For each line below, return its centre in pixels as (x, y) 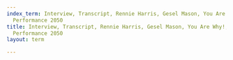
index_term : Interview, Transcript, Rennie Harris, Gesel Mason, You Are (116, 14)
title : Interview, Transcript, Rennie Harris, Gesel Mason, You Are (108, 27)
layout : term (25, 40)
